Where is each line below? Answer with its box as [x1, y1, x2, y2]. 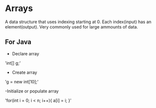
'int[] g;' [5, 60, 21, 66]
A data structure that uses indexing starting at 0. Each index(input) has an [5, 19, 152, 25]
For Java [5, 38, 31, 46]
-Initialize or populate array [5, 88, 59, 94]
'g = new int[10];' [5, 79, 39, 84]
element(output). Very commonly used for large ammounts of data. [5, 24, 139, 29]
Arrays [5, 3, 33, 14]
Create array [12, 69, 37, 75]
